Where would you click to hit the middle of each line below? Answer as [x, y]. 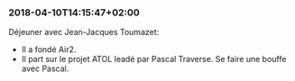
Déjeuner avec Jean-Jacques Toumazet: [84, 32]
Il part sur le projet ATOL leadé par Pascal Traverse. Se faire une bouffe [154, 59]
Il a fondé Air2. [49, 49]
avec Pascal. [45, 68]
